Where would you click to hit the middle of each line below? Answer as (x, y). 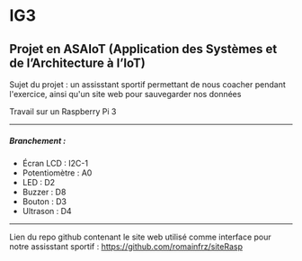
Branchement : (38, 140)
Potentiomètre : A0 (57, 173)
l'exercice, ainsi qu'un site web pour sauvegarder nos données (125, 94)
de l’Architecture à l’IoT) (77, 63)
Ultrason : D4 (47, 211)
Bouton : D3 (44, 201)
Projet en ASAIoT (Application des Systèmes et (143, 49)
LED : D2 (39, 182)
